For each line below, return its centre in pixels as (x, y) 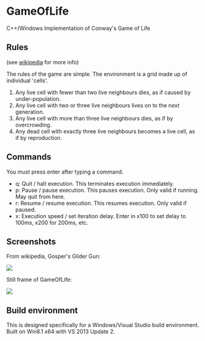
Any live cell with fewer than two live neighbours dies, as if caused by (103, 92)
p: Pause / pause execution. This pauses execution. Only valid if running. (107, 190)
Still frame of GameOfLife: (39, 280)
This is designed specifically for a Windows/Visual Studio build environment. (103, 325)
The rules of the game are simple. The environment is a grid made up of (97, 74)
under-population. (38, 98)
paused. (25, 210)
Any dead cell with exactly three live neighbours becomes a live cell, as (105, 131)
